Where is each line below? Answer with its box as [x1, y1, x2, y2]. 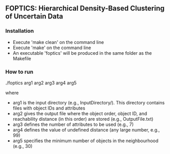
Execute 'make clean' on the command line [12, 39, 104, 45]
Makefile [12, 55, 31, 61]
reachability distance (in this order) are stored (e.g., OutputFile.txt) [12, 116, 154, 122]
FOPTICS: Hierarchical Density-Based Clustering [5, 4, 165, 13]
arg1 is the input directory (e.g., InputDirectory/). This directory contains [12, 99, 165, 105]
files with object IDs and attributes [12, 105, 86, 111]
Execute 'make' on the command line [12, 45, 91, 51]
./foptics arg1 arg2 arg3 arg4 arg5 [5, 79, 77, 86]
